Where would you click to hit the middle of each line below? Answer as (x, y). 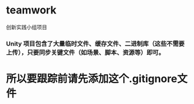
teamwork (31, 10)
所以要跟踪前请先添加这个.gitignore (92, 79)
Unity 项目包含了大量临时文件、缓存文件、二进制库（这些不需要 (96, 43)
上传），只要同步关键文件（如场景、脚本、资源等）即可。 (85, 52)
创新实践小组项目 (27, 27)
